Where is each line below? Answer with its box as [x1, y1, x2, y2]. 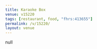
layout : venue [5, 26, 35, 31]
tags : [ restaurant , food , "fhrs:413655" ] [5, 16, 93, 21]
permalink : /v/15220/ [5, 21, 50, 26]
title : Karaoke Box [5, 7, 46, 12]
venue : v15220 [5, 12, 35, 17]
